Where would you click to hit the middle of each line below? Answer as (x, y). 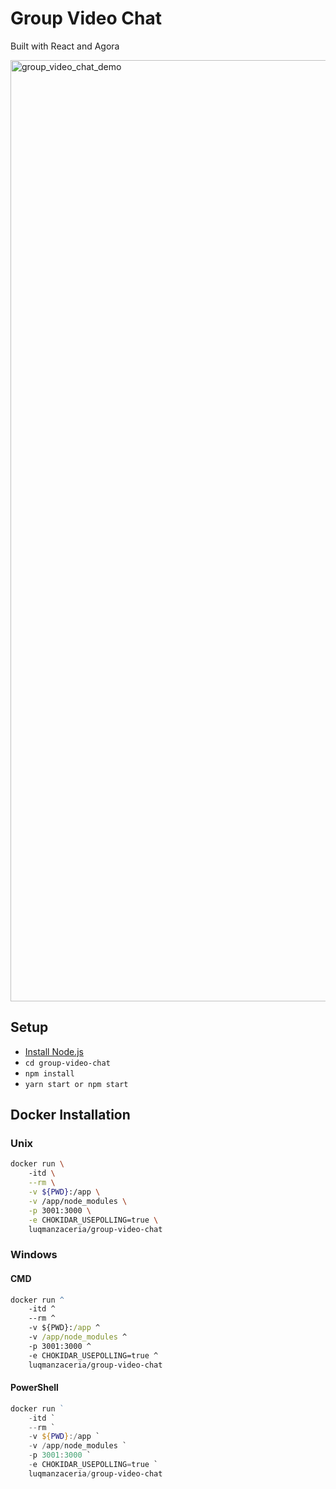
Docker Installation (70, 1115)
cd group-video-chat (67, 1063)
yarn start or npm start (76, 1084)
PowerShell (34, 1388)
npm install (49, 1073)
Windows (34, 1255)
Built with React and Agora (65, 46)
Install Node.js (54, 1051)
